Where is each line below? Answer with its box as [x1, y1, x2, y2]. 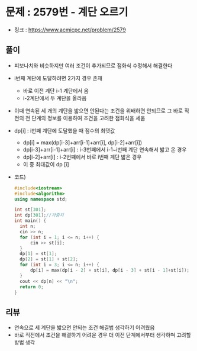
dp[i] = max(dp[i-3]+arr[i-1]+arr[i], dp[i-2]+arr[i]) [22, 139, 143, 146]
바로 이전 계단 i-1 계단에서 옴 [22, 87, 89, 94]
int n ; [20, 223, 36, 229]
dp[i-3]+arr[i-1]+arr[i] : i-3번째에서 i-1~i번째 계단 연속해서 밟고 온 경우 [22, 146, 187, 153]
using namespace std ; [14, 196, 68, 202]
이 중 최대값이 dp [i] [22, 160, 69, 168]
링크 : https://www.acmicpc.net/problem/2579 [14, 26, 127, 33]
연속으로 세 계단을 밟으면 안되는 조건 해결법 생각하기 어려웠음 [14, 324, 155, 331]
